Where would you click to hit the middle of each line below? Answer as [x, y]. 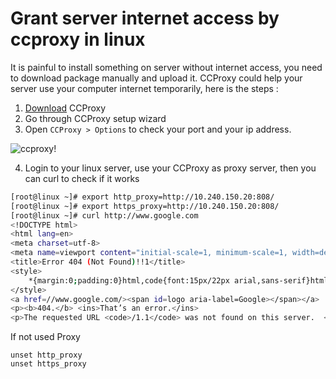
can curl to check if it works [82, 178]
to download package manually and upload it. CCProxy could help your [156, 78]
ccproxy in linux [78, 39]
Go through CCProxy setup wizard [95, 118]
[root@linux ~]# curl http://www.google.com [104, 215]
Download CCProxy [65, 108]
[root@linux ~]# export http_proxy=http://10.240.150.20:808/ [142, 197]
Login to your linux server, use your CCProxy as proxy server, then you [170, 168]
